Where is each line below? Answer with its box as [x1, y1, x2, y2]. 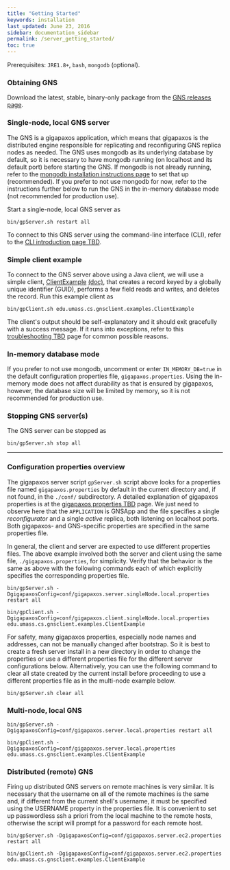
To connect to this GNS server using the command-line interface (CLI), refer [7, 231, 222, 239]
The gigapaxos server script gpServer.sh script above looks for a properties [7, 478, 221, 486]
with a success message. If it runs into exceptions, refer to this [7, 325, 183, 333]
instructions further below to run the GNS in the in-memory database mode [7, 185, 219, 193]
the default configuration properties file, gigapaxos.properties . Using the [7, 372, 214, 381]
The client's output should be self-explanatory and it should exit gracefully [7, 317, 218, 326]
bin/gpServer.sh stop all [7, 440, 81, 447]
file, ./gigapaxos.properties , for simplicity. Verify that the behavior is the [7, 556, 214, 565]
